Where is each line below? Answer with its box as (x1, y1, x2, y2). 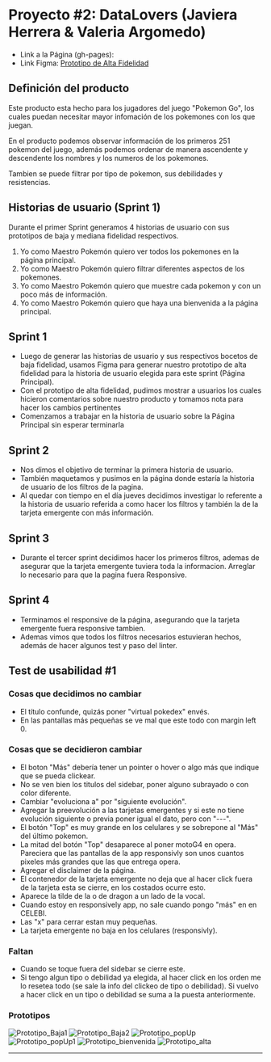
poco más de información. (19, 289, 107, 299)
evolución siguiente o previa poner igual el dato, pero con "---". (19, 814, 231, 824)
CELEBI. (19, 908, 47, 918)
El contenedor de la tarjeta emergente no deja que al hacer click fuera (19, 874, 252, 883)
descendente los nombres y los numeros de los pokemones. (8, 153, 209, 162)
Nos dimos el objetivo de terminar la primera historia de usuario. (19, 465, 234, 474)
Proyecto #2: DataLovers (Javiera (8, 6, 238, 24)
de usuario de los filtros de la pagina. (19, 483, 144, 492)
